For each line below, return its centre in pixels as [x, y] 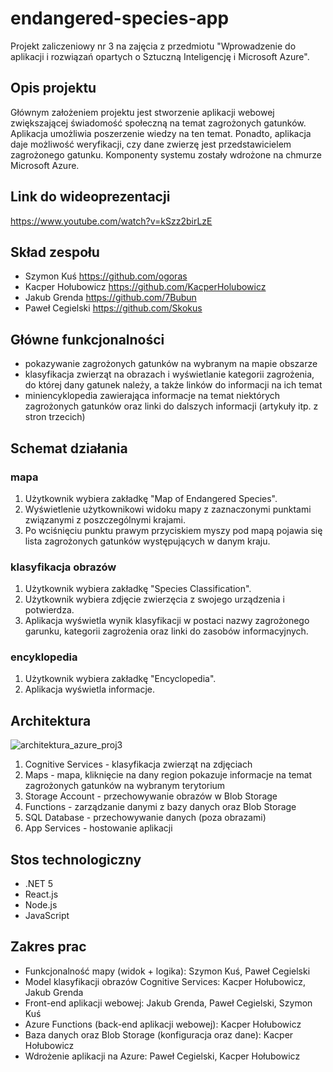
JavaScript [47, 916]
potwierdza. [49, 610]
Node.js [41, 905]
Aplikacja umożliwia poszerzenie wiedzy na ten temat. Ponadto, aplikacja [161, 133]
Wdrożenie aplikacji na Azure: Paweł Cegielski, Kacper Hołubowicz [162, 1056]
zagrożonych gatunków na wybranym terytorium [125, 786]
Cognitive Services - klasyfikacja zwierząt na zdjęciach [138, 764]
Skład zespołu [55, 252]
